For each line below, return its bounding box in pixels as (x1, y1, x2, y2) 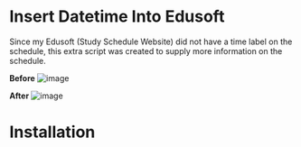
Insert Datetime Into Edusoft (9, 6, 225, 27)
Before (9, 72, 36, 83)
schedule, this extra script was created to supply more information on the (9, 45, 283, 56)
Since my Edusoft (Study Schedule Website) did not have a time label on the (9, 36, 293, 47)
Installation (9, 122, 96, 142)
